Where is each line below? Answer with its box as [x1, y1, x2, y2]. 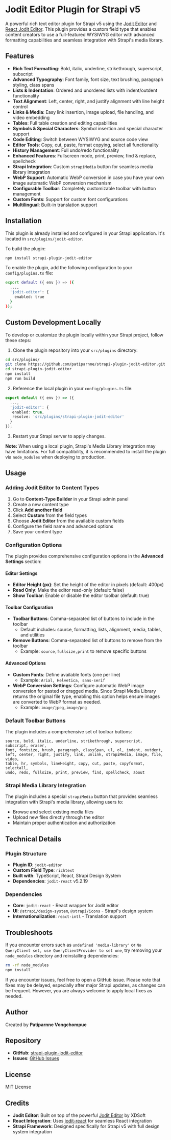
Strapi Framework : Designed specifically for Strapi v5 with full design [12, 1123, 160, 1129]
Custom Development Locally [5, 318, 101, 327]
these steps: [5, 337, 32, 343]
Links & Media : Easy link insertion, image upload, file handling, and [12, 109, 154, 115]
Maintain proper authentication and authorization [12, 819, 116, 826]
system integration [12, 1128, 52, 1134]
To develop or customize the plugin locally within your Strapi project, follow [5, 332, 164, 338]
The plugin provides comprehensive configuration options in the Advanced [5, 553, 164, 559]
